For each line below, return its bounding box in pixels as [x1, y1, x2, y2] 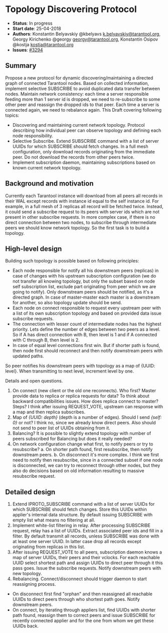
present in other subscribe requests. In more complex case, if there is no [5, 214, 155, 220]
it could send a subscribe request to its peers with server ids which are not [5, 209, 159, 215]
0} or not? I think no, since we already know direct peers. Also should [12, 420, 156, 426]
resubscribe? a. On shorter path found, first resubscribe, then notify [12, 446, 153, 453]
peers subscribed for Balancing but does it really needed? [12, 436, 132, 442]
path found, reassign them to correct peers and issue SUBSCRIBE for [12, 612, 155, 618]
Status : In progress [12, 20, 53, 26]
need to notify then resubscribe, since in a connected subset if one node [12, 457, 163, 463]
